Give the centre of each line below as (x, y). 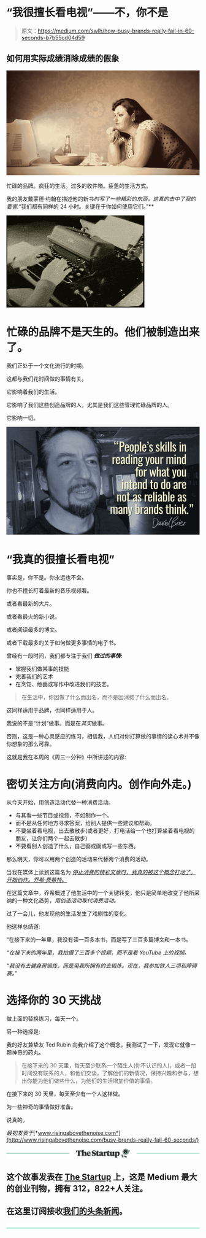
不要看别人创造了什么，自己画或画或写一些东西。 (77, 846)
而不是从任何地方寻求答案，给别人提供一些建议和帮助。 (85, 823)
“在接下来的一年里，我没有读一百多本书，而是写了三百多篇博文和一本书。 (99, 940)
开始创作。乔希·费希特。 (37, 880)
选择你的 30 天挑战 (54, 1000)
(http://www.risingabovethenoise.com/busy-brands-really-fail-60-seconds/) (103, 1140)
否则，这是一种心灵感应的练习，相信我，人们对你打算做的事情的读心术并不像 (103, 737)
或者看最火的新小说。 (33, 617)
